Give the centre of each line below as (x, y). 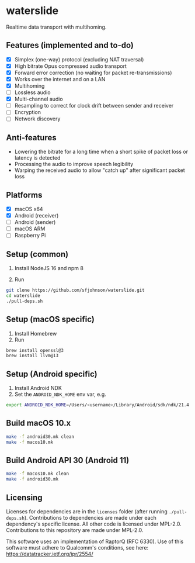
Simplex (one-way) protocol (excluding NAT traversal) (79, 59)
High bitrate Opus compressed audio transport (71, 66)
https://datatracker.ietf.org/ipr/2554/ (50, 554)
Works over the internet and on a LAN (60, 79)
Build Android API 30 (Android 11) (68, 460)
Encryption (28, 112)
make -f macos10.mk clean (37, 474)
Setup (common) (37, 254)
